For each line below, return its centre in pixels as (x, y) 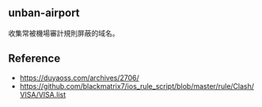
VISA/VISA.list (43, 94)
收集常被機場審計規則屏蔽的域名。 (64, 33)
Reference (34, 59)
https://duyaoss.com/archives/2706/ (80, 78)
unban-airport (44, 13)
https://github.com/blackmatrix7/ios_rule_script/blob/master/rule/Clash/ (137, 86)
